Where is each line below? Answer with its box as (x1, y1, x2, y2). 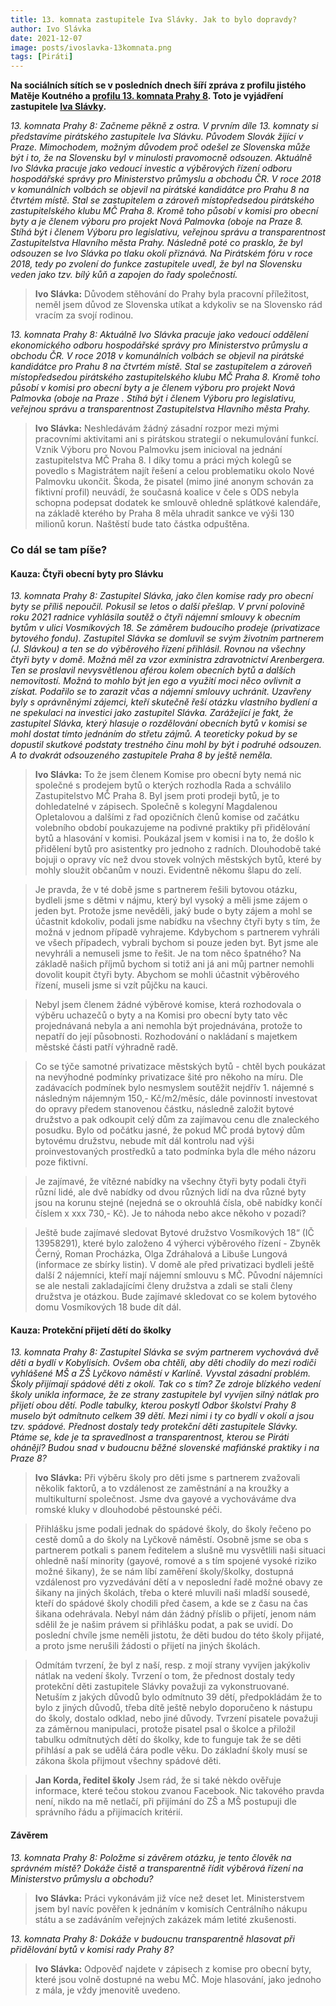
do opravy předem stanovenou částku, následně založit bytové (34, 1103, 295, 1115)
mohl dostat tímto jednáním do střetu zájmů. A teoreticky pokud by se (10, 728, 298, 740)
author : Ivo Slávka (10, 24, 92, 34)
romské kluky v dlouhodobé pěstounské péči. (34, 1504, 223, 1516)
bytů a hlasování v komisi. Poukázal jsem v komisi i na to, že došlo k (34, 832, 315, 845)
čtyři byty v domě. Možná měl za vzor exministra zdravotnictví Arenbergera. (10, 654, 325, 666)
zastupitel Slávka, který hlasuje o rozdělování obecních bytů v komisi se (10, 717, 308, 730)
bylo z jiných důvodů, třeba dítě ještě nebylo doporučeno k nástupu (34, 1702, 313, 1714)
